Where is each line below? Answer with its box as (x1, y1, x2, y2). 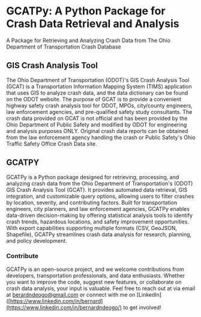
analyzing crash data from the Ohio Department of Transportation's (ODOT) (6, 180, 193, 187)
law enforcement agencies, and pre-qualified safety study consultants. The (6, 108, 193, 115)
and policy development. (6, 237, 67, 244)
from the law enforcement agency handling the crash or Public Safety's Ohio (6, 134, 196, 141)
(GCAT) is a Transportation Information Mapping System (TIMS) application (6, 83, 192, 90)
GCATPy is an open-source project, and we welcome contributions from (6, 265, 184, 273)
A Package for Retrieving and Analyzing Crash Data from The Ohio (6, 37, 171, 44)
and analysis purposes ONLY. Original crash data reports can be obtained (6, 127, 188, 134)
